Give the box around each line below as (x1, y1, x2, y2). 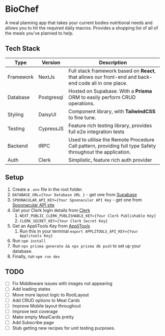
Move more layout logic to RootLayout (12, 292, 89, 298)
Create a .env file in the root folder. (12, 186, 83, 192)
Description (99, 59, 127, 66)
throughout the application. (68, 149, 131, 155)
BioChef (5, 3, 39, 15)
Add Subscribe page (12, 319, 54, 325)
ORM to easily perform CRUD (68, 93, 136, 100)
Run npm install (12, 238, 46, 244)
